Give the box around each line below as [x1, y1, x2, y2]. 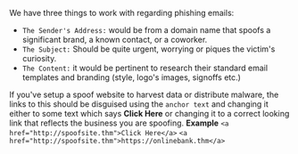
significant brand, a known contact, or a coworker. [21, 35, 208, 45]
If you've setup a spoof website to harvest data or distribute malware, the [9, 89, 279, 100]
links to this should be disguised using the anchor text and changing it [9, 99, 269, 109]
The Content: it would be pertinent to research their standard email [21, 62, 269, 73]
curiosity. [21, 53, 57, 63]
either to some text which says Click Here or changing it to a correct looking [9, 109, 290, 118]
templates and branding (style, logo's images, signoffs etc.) [21, 72, 241, 83]
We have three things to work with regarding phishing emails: [9, 8, 235, 18]
